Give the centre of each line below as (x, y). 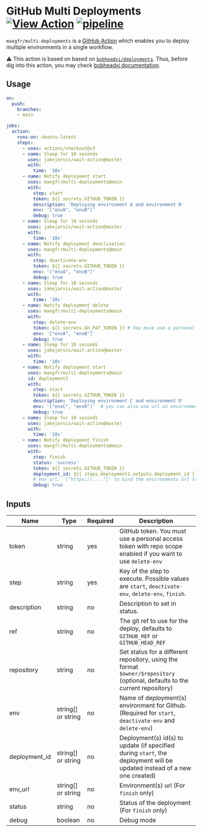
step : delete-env (55, 322)
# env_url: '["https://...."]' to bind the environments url (111, 479)
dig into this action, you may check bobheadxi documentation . (83, 65)
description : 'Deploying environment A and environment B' (109, 204)
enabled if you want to (151, 554)
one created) (138, 775)
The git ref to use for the (154, 621)
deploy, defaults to (146, 628)
